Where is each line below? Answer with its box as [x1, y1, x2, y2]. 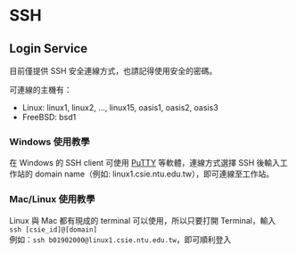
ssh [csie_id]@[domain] [9, 224, 98, 234]
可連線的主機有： [9, 85, 72, 94]
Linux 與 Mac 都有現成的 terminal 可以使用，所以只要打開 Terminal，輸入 [9, 215, 276, 225]
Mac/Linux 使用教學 [9, 193, 95, 206]
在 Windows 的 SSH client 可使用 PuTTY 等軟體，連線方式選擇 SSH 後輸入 [9, 158, 281, 168]
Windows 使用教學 [9, 135, 91, 148]
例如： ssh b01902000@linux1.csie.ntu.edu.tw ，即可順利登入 [9, 233, 232, 245]
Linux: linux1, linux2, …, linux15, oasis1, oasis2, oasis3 [21, 102, 219, 112]
